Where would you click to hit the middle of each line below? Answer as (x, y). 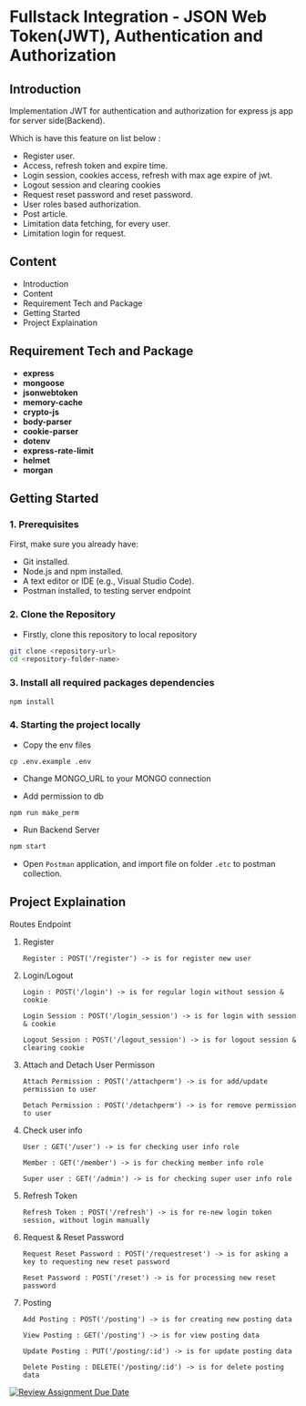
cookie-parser (51, 431)
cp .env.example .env (51, 761)
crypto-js (41, 412)
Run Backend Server (61, 830)
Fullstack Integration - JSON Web (138, 17)
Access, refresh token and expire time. (95, 165)
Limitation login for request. (74, 233)
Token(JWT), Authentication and (137, 36)
